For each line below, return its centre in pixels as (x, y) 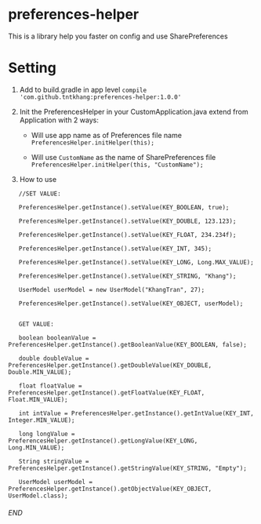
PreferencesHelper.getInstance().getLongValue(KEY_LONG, (103, 441)
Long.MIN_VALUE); (36, 448)
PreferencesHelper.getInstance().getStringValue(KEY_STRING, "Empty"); (127, 468)
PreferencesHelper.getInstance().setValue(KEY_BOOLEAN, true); (124, 207)
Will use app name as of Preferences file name (107, 135)
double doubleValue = (54, 358)
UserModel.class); (38, 496)
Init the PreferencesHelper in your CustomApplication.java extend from (134, 111)
